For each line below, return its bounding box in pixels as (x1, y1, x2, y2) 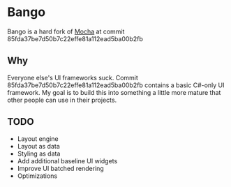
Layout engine (17, 134, 59, 143)
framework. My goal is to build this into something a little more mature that (7, 88, 221, 96)
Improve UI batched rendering (17, 164, 105, 172)
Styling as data (17, 149, 61, 158)
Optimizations (17, 172, 58, 180)
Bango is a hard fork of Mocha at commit (7, 27, 125, 36)
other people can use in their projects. (7, 96, 117, 104)
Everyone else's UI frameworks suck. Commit (7, 73, 138, 82)
